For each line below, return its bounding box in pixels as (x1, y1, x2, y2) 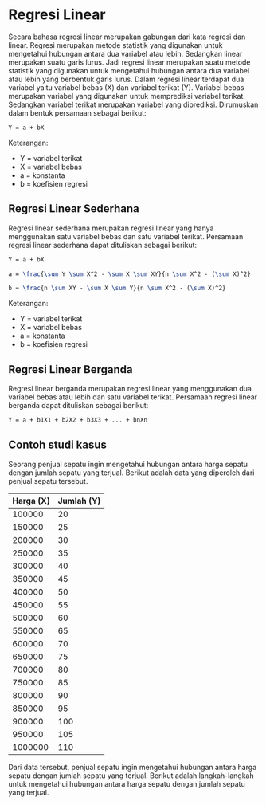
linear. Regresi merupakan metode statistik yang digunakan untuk (8, 40, 223, 49)
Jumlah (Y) (57, 495, 101, 506)
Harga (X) (12, 495, 50, 506)
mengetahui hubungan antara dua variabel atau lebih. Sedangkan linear (8, 49, 243, 58)
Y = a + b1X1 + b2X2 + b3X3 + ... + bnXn (8, 416, 148, 424)
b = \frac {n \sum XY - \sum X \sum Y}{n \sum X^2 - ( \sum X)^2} (8, 285, 226, 293)
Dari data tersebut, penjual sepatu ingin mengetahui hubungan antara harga (8, 762, 257, 772)
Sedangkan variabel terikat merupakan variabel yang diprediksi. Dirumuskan (8, 100, 259, 109)
